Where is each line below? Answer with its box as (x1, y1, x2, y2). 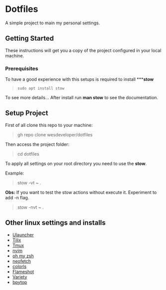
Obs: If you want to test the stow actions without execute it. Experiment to (5, 189, 157, 195)
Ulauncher (12, 232, 34, 237)
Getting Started (5, 34, 54, 43)
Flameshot (12, 269, 34, 275)
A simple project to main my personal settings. (5, 20, 100, 26)
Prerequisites (5, 65, 38, 72)
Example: (5, 170, 24, 176)
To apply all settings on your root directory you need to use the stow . (5, 160, 147, 167)
